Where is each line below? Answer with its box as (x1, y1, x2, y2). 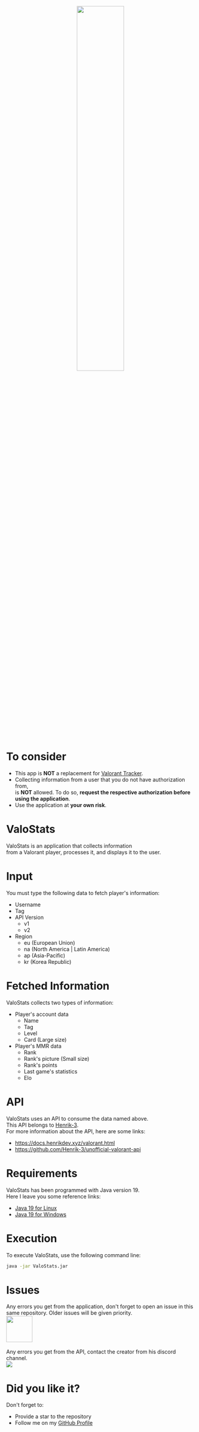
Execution (6, 1231, 57, 1245)
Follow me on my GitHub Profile (14, 1419, 93, 1427)
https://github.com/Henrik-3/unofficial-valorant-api (14, 1145, 142, 1152)
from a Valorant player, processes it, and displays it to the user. (6, 848, 161, 855)
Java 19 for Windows (14, 1210, 67, 1218)
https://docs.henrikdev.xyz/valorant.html (14, 1139, 115, 1146)
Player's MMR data (14, 1042, 62, 1049)
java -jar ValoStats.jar (6, 1263, 68, 1269)
